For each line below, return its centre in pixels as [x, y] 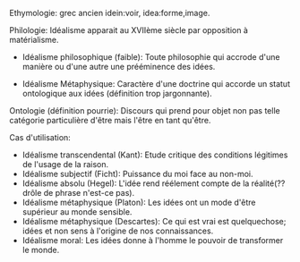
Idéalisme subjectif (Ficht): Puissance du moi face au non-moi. [137, 174]
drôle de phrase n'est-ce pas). [78, 193]
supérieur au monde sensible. [77, 212]
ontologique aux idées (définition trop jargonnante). [117, 93]
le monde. [41, 250]
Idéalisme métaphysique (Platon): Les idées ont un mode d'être [139, 202]
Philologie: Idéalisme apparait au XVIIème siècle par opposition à [129, 30]
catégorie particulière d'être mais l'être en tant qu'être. [110, 120]
